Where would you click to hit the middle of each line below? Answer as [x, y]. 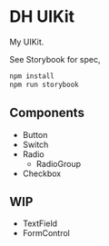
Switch [35, 144]
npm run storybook [44, 84]
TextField [40, 223]
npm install [32, 76]
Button [35, 134]
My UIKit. [27, 42]
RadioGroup [59, 163]
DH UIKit [42, 17]
